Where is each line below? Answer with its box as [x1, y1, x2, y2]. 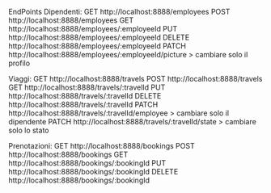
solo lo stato [8, 125, 49, 135]
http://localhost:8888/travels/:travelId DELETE [8, 91, 162, 100]
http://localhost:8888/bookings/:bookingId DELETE [8, 167, 179, 176]
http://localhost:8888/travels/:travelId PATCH [8, 100, 159, 109]
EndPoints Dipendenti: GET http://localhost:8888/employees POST [8, 7, 231, 16]
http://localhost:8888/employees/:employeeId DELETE [8, 32, 190, 42]
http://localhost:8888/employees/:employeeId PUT [8, 24, 178, 33]
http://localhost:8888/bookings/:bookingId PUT [8, 158, 167, 168]
